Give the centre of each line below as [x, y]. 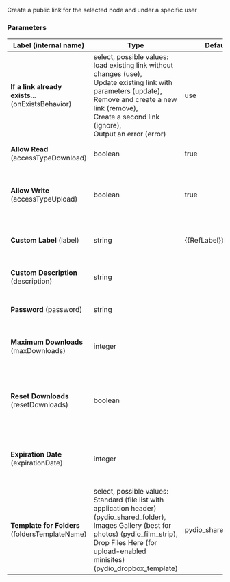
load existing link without [133, 66]
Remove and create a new [135, 100]
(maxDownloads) [38, 351]
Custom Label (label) [45, 241]
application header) [125, 509]
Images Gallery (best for [132, 526]
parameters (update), [128, 91]
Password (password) [47, 310]
